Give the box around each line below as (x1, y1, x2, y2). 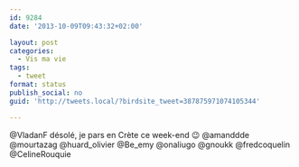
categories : (9, 46, 54, 55)
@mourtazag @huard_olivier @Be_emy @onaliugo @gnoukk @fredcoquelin (9, 139, 291, 150)
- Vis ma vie (17, 55, 67, 64)
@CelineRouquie (9, 148, 72, 159)
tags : (9, 63, 30, 72)
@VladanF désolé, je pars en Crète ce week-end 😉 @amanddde (9, 129, 250, 140)
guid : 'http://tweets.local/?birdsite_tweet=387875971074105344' (9, 97, 260, 106)
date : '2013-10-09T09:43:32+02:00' (9, 22, 144, 31)
